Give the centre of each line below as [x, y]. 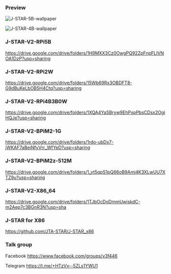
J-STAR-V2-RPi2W [29, 71]
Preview [16, 8]
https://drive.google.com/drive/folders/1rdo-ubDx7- [60, 142]
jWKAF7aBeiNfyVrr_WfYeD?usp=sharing [48, 147]
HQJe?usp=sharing [26, 118]
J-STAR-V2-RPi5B [28, 42]
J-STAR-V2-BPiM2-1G [33, 131]
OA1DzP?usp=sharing [28, 58]
